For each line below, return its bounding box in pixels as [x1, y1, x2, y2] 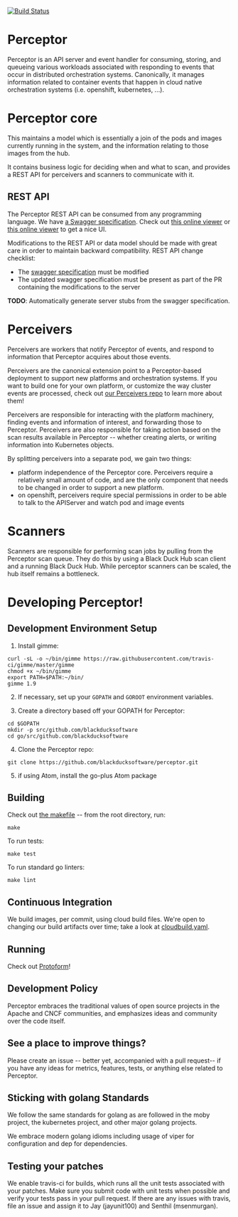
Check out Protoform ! [7, 962, 71, 970]
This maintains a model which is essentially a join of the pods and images [7, 134, 222, 142]
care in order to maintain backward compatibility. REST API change [7, 246, 204, 255]
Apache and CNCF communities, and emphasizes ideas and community [7, 1009, 218, 1017]
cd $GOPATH [7, 720, 40, 727]
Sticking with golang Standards [7, 1092, 149, 1104]
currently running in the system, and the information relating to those [7, 141, 209, 149]
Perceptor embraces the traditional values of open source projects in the [7, 1001, 220, 1010]
